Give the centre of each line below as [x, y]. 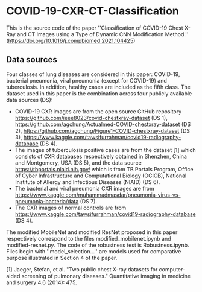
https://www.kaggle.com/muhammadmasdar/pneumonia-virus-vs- [98, 195]
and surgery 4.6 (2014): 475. [42, 282]
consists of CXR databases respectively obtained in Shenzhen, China [101, 156]
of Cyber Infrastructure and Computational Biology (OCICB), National [101, 176]
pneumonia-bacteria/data [47, 201]
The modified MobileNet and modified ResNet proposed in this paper [92, 232]
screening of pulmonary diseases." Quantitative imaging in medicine [106, 276]
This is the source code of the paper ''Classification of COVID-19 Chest [95, 28]
